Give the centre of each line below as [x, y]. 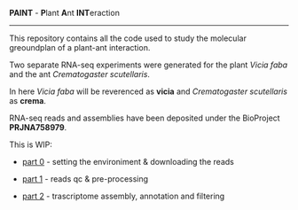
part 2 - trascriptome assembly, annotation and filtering [123, 196]
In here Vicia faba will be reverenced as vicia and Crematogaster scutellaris [149, 91]
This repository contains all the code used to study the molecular [128, 38]
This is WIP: [31, 144]
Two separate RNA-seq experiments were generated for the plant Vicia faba [149, 65]
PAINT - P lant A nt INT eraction [64, 13]
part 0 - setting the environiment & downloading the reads [128, 162]
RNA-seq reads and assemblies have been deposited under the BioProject [145, 118]
